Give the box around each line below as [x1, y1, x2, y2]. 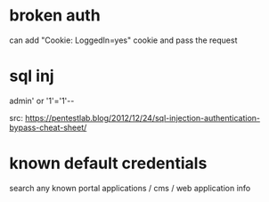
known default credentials [9, 153, 208, 174]
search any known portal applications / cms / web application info [9, 182, 251, 193]
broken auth [9, 5, 101, 26]
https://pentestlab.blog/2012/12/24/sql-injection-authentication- [25, 112, 261, 123]
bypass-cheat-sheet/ [9, 122, 87, 133]
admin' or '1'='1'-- [9, 95, 75, 106]
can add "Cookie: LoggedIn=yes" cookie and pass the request [9, 35, 238, 45]
